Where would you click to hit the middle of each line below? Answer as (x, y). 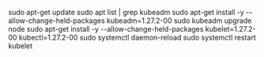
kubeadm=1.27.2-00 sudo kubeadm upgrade (179, 21)
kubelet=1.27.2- (230, 29)
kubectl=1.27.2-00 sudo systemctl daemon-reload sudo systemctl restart (138, 37)
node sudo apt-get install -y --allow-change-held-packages (106, 29)
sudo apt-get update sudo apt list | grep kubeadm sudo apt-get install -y (126, 12)
